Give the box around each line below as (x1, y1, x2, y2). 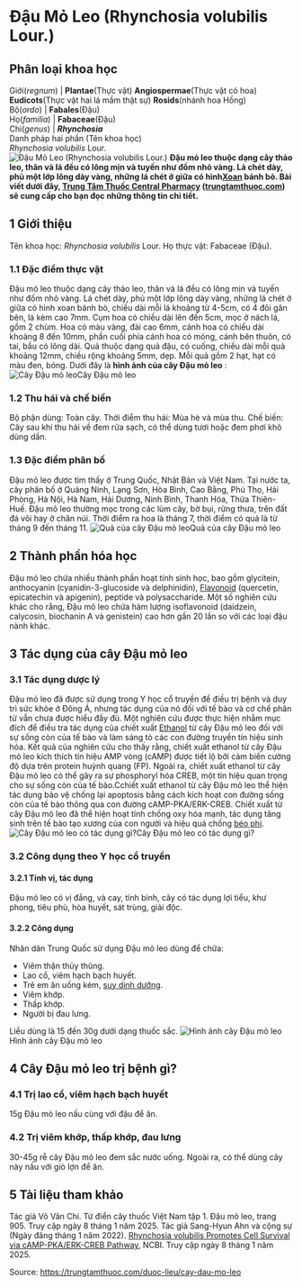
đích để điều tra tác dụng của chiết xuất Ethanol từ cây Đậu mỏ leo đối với (9, 722, 284, 733)
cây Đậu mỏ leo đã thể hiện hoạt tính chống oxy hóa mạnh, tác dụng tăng (9, 809, 281, 820)
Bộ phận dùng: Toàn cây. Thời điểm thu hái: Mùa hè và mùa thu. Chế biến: (9, 412, 284, 423)
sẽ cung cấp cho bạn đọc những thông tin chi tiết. (9, 191, 199, 201)
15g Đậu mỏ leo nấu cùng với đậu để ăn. (9, 1109, 158, 1119)
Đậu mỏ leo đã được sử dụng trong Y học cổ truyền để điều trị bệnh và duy (9, 693, 288, 704)
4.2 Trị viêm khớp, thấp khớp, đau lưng (9, 1131, 182, 1144)
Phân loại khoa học (9, 61, 119, 77)
